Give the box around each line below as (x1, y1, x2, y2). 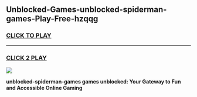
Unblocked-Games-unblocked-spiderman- (6, 5, 167, 15)
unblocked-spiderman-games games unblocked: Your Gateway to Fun (6, 78, 181, 85)
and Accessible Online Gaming (6, 84, 83, 91)
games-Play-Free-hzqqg (6, 14, 98, 24)
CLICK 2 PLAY (6, 53, 47, 62)
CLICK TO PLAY (6, 32, 52, 40)
